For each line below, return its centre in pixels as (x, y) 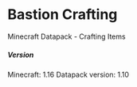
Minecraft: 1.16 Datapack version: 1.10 (68, 74)
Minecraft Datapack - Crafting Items (67, 36)
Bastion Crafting (63, 15)
